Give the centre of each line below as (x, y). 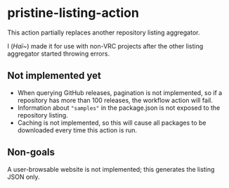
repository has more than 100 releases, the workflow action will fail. (115, 100)
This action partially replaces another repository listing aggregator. (104, 32)
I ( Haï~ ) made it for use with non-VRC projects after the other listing (105, 46)
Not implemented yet (54, 76)
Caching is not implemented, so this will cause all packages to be (112, 123)
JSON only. (24, 177)
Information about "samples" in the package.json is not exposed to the (119, 108)
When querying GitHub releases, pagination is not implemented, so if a (120, 92)
